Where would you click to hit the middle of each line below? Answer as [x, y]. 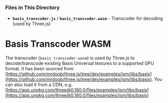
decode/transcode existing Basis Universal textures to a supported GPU [80, 63]
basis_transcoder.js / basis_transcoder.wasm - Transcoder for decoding [88, 19]
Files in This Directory [32, 8]
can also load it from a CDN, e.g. [39, 85]
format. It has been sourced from [39, 69]
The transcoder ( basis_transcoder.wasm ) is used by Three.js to [70, 58]
